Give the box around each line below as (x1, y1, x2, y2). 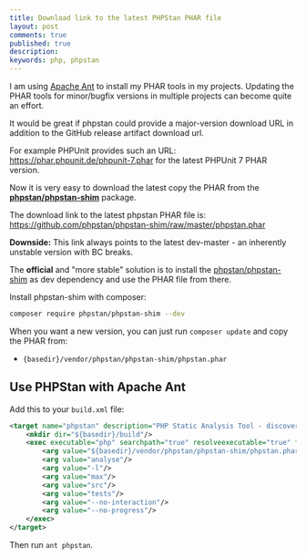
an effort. (9, 100, 45, 110)
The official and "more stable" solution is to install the (9, 264, 212, 274)
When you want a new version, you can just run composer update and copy (9, 325, 289, 336)
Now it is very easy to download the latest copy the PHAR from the (9, 182, 260, 192)
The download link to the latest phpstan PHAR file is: (9, 210, 207, 220)
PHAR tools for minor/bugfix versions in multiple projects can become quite (9, 90, 292, 101)
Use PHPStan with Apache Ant (9, 379, 187, 395)
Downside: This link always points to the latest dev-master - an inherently (9, 237, 287, 247)
